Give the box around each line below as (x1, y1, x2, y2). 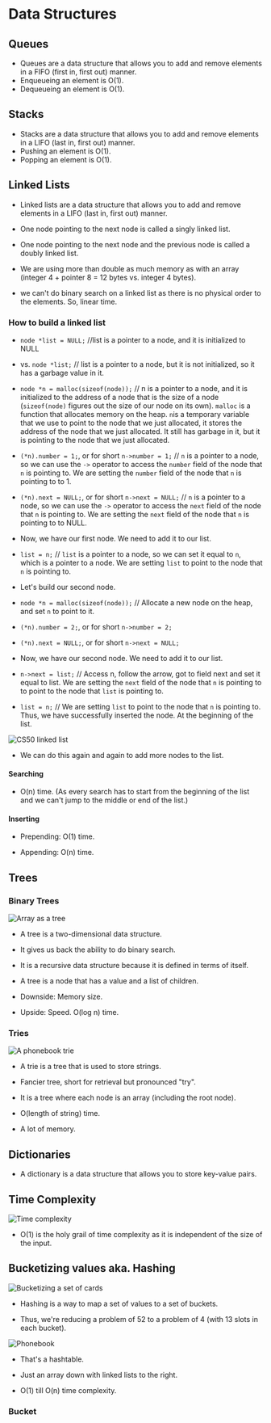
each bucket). (19, 1323, 67, 1332)
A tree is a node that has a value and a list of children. (19, 976, 199, 986)
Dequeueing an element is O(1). (19, 84, 125, 94)
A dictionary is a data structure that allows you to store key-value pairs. (19, 1169, 257, 1179)
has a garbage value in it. (19, 368, 105, 377)
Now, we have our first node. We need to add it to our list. (19, 533, 212, 543)
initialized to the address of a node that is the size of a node (19, 392, 219, 402)
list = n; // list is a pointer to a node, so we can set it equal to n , (19, 549, 242, 558)
